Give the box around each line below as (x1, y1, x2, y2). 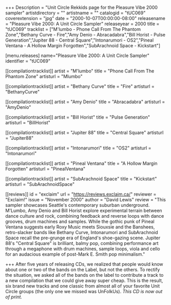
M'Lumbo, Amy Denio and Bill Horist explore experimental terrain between (5, 207, 163, 214)
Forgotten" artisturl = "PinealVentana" (5, 166, 86, 171)
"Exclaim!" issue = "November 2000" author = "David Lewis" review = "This (5, 197, 166, 202)
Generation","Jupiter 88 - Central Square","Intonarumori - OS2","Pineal (5, 37, 154, 43)
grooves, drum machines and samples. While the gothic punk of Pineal (5, 218, 155, 224)
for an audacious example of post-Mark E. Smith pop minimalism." (5, 251, 145, 257)
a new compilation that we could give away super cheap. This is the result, (5, 277, 163, 283)
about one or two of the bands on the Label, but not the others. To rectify (5, 266, 160, 273)
